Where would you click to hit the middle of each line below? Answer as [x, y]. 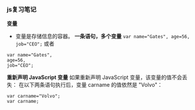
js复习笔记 [22, 9]
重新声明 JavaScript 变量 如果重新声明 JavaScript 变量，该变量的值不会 [95, 77]
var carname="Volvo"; [34, 96]
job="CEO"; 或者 [35, 44]
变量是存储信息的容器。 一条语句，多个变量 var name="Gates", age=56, [103, 36]
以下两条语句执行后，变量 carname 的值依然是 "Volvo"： [93, 85]
